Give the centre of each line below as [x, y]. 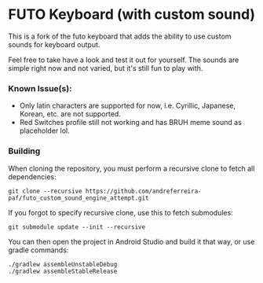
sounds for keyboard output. [54, 44]
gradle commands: [38, 250]
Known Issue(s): [40, 88]
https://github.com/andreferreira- [143, 191]
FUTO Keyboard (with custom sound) [132, 15]
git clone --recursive [45, 191]
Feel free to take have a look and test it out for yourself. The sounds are [124, 60]
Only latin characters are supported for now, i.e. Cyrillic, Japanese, [127, 106]
